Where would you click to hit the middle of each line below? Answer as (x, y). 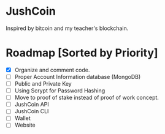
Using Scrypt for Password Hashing (60, 91)
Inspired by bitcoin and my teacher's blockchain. (67, 28)
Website (25, 125)
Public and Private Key (43, 84)
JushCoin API (32, 105)
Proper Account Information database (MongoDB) (78, 76)
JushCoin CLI (32, 111)
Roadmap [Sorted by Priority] (82, 53)
